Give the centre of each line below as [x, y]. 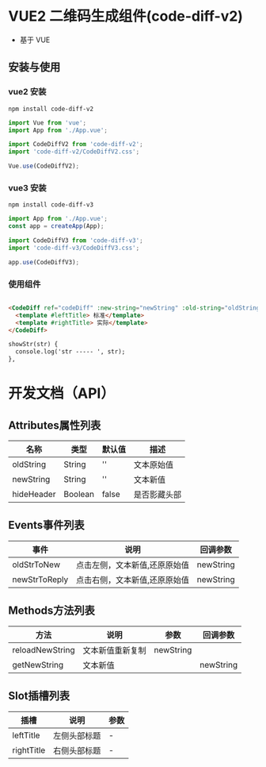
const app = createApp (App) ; [56, 226]
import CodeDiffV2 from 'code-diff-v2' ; [76, 145]
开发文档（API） [61, 393]
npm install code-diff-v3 [51, 205]
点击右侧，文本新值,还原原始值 [133, 580]
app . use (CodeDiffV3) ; [44, 262]
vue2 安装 [27, 92]
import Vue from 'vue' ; [47, 123]
